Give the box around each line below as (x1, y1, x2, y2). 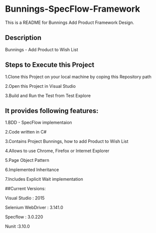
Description (5, 34, 41, 42)
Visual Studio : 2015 (5, 195, 45, 201)
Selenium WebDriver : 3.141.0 (5, 205, 63, 211)
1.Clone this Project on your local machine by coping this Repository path (5, 74, 152, 79)
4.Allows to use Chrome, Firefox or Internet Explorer (5, 148, 110, 154)
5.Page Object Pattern (5, 157, 50, 163)
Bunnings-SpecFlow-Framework (5, 3, 140, 15)
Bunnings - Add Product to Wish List (5, 46, 78, 52)
